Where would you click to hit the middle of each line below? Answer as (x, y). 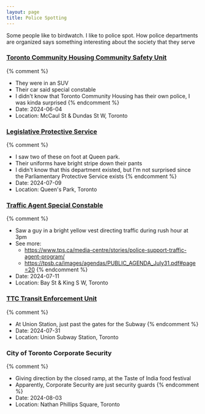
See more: (28, 244)
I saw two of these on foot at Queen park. (68, 157)
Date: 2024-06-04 (39, 109)
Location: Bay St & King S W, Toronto (61, 283)
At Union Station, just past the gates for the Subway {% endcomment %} (107, 324)
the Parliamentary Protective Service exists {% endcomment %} (96, 176)
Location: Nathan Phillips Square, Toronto (68, 404)
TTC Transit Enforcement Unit (52, 299)
